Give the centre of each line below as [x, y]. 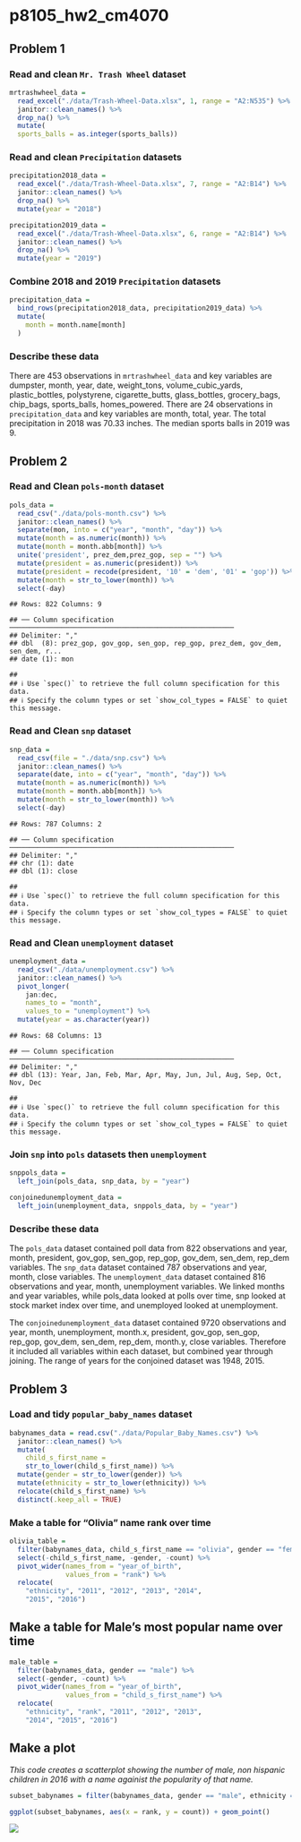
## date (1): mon [42, 659]
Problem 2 [39, 461]
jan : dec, [42, 995]
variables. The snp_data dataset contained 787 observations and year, [138, 1267]
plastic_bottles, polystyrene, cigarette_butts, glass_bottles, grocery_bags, [145, 395]
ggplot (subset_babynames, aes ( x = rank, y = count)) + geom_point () [140, 1812]
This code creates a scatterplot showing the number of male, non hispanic [147, 1769]
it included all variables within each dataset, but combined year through [141, 1351]
